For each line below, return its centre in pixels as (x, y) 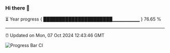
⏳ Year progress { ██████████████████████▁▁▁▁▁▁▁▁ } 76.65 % (83, 19)
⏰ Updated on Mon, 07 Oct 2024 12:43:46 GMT (55, 35)
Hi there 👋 (18, 8)
